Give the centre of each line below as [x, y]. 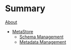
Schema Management [41, 37]
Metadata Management [43, 42]
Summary [25, 9]
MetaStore [23, 31]
